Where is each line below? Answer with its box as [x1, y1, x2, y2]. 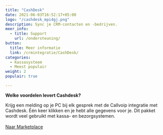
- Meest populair [10, 64, 47, 69]
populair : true [5, 74, 38, 79]
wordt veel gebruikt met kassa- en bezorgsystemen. [5, 113, 115, 119]
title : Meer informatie [10, 45, 60, 50]
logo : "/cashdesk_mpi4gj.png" [5, 17, 70, 22]
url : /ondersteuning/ [14, 36, 60, 41]
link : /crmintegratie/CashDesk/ [10, 50, 79, 55]
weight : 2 [5, 69, 27, 74]
